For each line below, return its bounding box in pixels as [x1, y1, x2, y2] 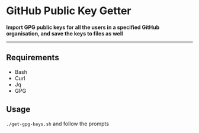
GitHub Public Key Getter [6, 4, 131, 18]
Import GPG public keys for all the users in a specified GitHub [6, 24, 160, 31]
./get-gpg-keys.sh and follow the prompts [6, 120, 110, 127]
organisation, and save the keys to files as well [6, 30, 123, 37]
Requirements [6, 53, 59, 63]
